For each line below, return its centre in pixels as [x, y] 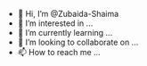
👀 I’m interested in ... [55, 23]
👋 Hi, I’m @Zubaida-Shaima [68, 14]
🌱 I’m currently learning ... [65, 33]
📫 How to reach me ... [59, 52]
